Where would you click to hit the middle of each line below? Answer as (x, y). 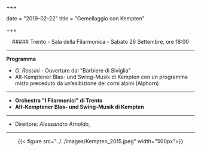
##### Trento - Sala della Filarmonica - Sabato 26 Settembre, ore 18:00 (100, 42)
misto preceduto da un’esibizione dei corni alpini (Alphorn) (87, 83)
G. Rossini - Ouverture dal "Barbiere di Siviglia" (73, 70)
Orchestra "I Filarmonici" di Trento (59, 100)
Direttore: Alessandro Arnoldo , (53, 124)
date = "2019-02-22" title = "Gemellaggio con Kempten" (75, 18)
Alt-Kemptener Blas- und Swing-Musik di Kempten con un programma (101, 77)
